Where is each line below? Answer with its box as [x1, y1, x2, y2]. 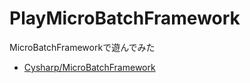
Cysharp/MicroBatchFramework [23, 61, 156, 73]
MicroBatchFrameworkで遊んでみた [9, 41, 156, 53]
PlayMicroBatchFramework [9, 7, 241, 30]
